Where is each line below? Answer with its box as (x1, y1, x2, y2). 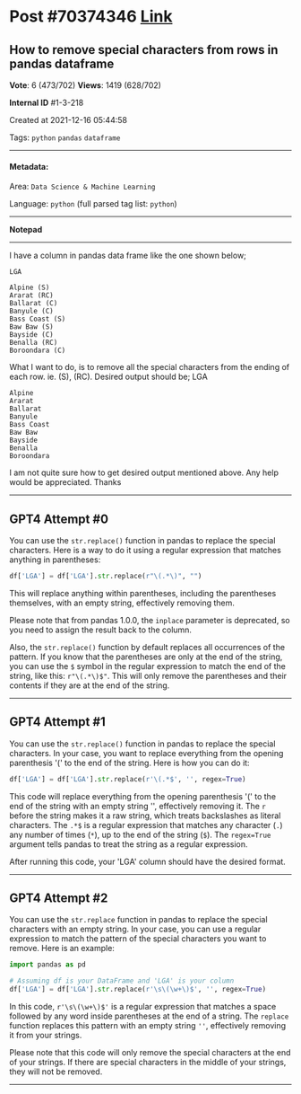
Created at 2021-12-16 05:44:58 (9, 115, 128, 125)
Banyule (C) (9, 307, 54, 316)
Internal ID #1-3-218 (9, 97, 84, 108)
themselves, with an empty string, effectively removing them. (9, 597, 236, 608)
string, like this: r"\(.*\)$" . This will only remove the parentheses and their (9, 670, 288, 681)
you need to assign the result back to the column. (9, 624, 193, 635)
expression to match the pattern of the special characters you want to (9, 933, 267, 944)
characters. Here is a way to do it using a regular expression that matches (9, 545, 282, 556)
